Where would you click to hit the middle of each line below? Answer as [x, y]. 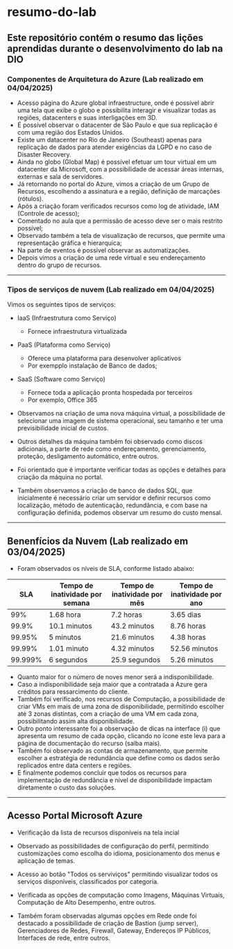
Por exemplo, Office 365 [62, 400]
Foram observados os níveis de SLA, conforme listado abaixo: [106, 568]
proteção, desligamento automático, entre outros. [88, 456]
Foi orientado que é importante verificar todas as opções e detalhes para [121, 470]
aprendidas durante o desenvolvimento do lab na [115, 48]
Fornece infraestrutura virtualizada [77, 332]
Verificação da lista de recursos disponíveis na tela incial [98, 832]
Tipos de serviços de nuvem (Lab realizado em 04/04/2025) [111, 289]
